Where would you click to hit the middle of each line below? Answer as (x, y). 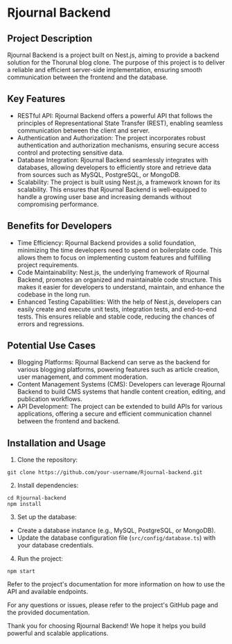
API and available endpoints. (48, 592)
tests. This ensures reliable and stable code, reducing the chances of (116, 316)
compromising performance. (58, 204)
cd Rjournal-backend (37, 498)
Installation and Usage (56, 443)
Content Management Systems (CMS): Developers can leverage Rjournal (121, 384)
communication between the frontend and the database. (88, 77)
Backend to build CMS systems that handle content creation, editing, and (121, 392)
